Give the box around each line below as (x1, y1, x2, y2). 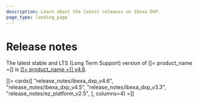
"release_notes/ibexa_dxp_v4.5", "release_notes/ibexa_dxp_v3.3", (6, 84, 166, 91)
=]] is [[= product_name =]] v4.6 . (6, 66, 87, 73)
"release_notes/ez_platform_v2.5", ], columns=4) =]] (6, 90, 134, 97)
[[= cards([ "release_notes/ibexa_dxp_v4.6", (6, 77, 114, 85)
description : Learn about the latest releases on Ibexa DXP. (6, 8, 161, 15)
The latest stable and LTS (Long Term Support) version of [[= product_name (6, 60, 193, 67)
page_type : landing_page (6, 14, 68, 20)
